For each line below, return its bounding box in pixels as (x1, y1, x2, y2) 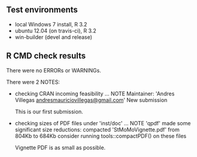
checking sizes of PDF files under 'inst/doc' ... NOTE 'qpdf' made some (14, 119, 191, 126)
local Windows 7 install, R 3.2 (14, 20, 87, 28)
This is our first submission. (14, 108, 83, 115)
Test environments (6, 5, 78, 15)
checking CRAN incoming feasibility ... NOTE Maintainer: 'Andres (14, 90, 175, 97)
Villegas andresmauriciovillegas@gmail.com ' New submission (14, 96, 168, 104)
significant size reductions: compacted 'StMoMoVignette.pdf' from (14, 126, 180, 133)
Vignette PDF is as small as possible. (14, 144, 106, 151)
